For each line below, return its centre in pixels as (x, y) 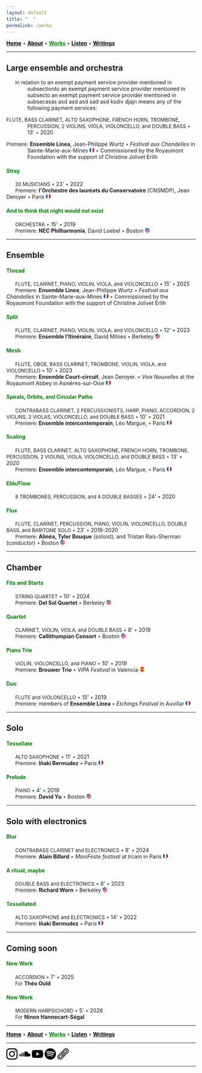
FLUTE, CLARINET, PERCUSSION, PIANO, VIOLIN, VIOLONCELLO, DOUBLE (101, 524)
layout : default (26, 13)
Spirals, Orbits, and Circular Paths (50, 397)
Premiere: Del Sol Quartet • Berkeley (60, 603)
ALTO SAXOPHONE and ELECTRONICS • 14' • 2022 (76, 917)
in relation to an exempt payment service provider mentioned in (93, 83)
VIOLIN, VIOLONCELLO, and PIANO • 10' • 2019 (71, 663)
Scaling (16, 437)
